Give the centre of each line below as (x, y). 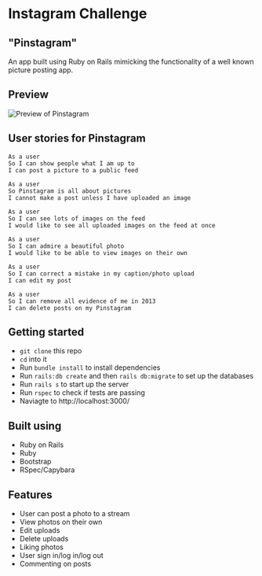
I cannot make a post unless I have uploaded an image (100, 198)
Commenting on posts (55, 564)
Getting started (46, 332)
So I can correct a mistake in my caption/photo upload (101, 273)
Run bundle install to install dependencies (90, 367)
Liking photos (42, 547)
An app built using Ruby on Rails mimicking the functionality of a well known (131, 61)
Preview (29, 95)
